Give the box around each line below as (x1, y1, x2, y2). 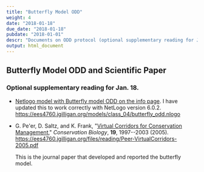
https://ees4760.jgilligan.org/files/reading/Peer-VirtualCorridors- (15, 135, 177, 142)
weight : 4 (6, 15, 32, 21)
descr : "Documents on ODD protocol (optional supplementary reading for (6, 37, 194, 43)
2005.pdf (15, 141, 39, 149)
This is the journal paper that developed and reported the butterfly (15, 153, 181, 160)
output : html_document (6, 43, 64, 49)
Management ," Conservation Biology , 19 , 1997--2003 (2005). (15, 128, 169, 136)
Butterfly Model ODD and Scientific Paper (6, 65, 167, 76)
